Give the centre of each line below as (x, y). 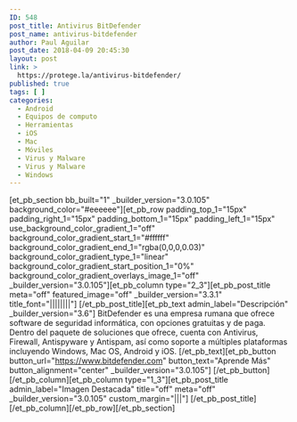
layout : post (33, 59)
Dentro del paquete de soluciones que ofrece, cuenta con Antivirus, (134, 333)
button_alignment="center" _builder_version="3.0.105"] (110, 370)
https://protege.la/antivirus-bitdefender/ (99, 76)
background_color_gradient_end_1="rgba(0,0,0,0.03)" (107, 248)
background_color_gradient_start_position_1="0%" (102, 266)
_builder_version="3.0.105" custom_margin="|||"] (99, 399)
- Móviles (35, 150)
